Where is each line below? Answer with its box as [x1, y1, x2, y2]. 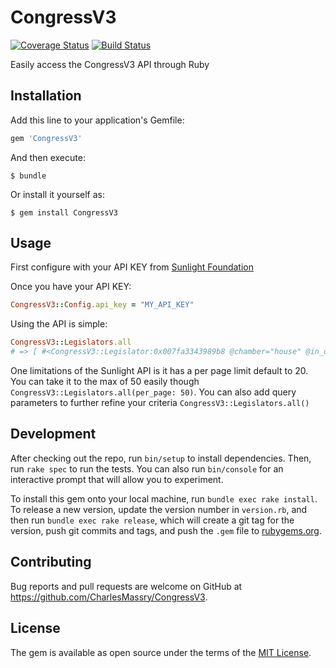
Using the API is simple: [10, 318, 108, 330]
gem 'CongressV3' [10, 133, 83, 143]
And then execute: [10, 151, 86, 163]
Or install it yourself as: [10, 188, 105, 200]
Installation [10, 87, 82, 105]
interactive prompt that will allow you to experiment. [10, 473, 224, 485]
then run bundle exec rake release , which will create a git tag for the [10, 514, 295, 526]
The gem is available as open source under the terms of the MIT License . [10, 646, 312, 658]
